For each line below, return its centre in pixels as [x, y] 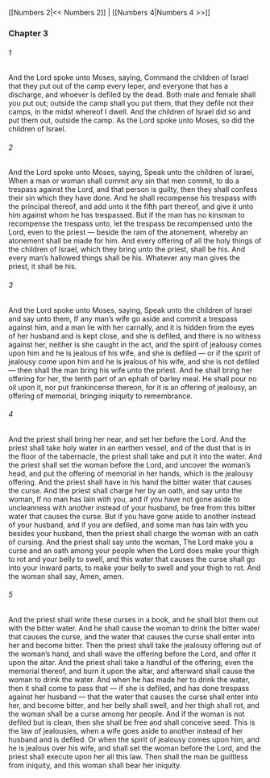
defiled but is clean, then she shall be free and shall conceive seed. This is [132, 722]
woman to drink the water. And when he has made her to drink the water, [129, 679]
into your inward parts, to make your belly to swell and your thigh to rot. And [135, 568]
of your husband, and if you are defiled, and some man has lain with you [128, 525]
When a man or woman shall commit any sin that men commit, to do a [124, 181]
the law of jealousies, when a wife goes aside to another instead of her [126, 730]
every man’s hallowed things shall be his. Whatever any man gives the [124, 258]
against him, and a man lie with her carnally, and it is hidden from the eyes [131, 327]
